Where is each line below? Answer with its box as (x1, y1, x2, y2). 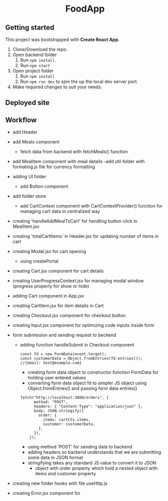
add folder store (12, 193, 47, 199)
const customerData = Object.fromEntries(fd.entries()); (20, 356, 143, 361)
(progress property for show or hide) (12, 283, 90, 289)
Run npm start (20, 63, 51, 68)
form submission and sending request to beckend (12, 332, 116, 338)
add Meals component (12, 139, 60, 145)
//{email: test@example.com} (20, 361, 82, 366)
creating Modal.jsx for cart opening (12, 248, 87, 255)
